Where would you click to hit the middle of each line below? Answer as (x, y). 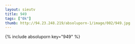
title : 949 (16, 14)
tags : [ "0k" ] (18, 18)
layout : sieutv (20, 9)
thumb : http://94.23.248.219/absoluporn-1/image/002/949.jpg (68, 23)
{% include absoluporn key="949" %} (43, 37)
